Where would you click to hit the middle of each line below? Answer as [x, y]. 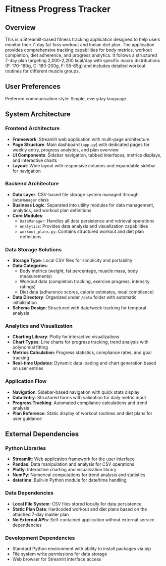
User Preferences [33, 87]
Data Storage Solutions [33, 249]
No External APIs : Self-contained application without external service [83, 519]
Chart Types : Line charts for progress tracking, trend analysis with [80, 342]
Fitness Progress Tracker [58, 9]
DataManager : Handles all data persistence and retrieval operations [87, 221]
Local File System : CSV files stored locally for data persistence [77, 504]
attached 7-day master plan [41, 514]
